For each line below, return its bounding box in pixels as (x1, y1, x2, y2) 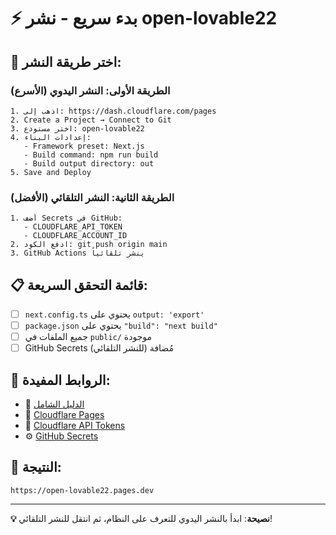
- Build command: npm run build (23, 150, 159, 160)
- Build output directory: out (23, 158, 155, 169)
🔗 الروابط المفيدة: (10, 371, 111, 389)
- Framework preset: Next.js (23, 141, 145, 151)
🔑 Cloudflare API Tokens (24, 420, 126, 432)
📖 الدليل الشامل (24, 398, 85, 410)
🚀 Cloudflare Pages (24, 409, 105, 421)
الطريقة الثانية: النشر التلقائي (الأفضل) (10, 190, 175, 204)
